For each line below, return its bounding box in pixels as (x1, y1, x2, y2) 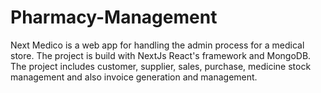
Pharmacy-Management (10, 6, 218, 29)
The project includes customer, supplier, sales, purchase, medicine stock (10, 60, 312, 72)
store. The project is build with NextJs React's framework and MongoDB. (10, 49, 312, 61)
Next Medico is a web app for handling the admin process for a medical (10, 39, 305, 51)
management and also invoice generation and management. (10, 71, 258, 83)
